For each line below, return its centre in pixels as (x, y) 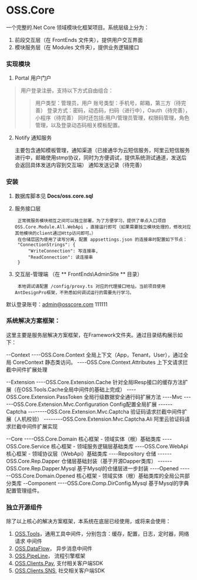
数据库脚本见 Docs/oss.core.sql (54, 196)
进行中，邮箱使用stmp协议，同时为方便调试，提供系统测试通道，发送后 (101, 158)
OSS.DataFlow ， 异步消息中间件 (54, 549)
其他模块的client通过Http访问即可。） (55, 233)
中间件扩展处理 (29, 369)
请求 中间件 (28, 541)
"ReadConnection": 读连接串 (61, 257)
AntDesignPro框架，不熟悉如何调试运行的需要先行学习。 (74, 293)
